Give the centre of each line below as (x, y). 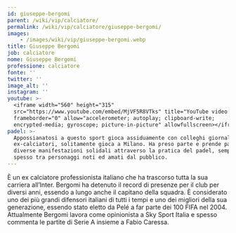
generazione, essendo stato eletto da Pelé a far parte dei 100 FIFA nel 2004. (117, 207)
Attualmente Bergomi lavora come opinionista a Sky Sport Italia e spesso (112, 214)
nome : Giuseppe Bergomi (42, 60)
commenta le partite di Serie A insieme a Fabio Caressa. (88, 222)
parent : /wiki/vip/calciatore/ (53, 20)
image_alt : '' (28, 86)
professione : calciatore (44, 66)
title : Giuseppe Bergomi (44, 46)
